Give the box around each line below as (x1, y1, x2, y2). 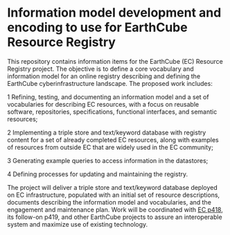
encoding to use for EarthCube (7, 19, 188, 35)
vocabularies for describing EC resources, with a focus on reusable (7, 100, 200, 108)
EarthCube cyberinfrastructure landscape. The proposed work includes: (7, 79, 213, 87)
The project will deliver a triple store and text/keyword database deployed (7, 183, 218, 191)
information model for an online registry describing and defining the (7, 71, 201, 80)
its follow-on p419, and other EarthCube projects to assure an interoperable (7, 213, 223, 221)
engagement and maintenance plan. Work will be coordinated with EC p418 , (7, 205, 223, 214)
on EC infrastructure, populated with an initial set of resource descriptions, (7, 191, 220, 199)
